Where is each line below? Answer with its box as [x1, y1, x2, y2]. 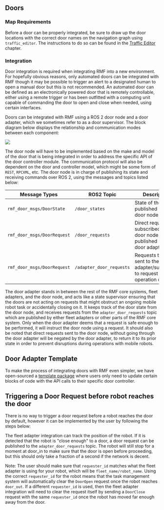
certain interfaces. [5, 104, 42, 110]
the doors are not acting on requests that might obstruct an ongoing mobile [5, 299, 157, 305]
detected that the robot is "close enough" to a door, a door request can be [5, 438, 155, 444]
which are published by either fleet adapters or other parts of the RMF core [5, 314, 156, 320]
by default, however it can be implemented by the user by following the [5, 418, 148, 424]
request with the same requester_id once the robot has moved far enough [5, 494, 155, 500]
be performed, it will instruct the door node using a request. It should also [5, 325, 153, 331]
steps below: [5, 423, 31, 429]
